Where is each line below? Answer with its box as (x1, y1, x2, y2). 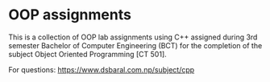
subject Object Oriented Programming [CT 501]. (8, 49, 167, 59)
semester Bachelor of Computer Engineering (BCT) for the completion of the (8, 40, 263, 50)
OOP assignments (8, 6, 131, 24)
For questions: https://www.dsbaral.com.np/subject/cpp (8, 64, 195, 74)
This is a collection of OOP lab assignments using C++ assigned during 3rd (8, 32, 258, 42)
